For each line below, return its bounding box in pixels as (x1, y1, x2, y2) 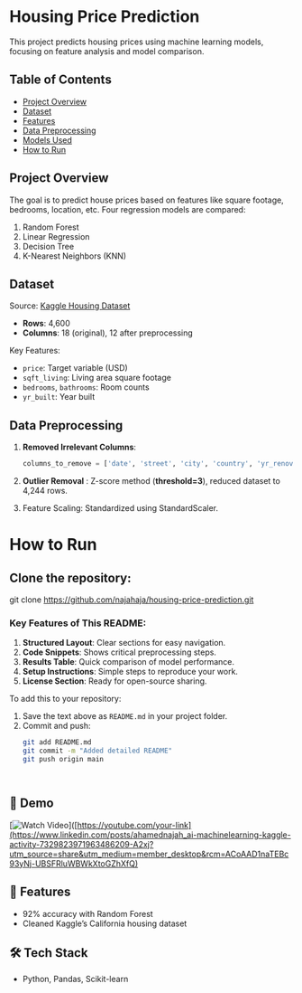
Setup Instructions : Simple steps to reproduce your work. (22, 667, 239, 677)
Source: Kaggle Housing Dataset (9, 300, 131, 311)
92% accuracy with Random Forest (22, 908, 153, 919)
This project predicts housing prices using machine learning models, (9, 36, 264, 47)
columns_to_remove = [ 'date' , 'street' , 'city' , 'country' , (22, 459, 253, 468)
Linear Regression (22, 231, 90, 241)
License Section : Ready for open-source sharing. (22, 676, 207, 686)
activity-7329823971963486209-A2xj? (9, 838, 154, 849)
